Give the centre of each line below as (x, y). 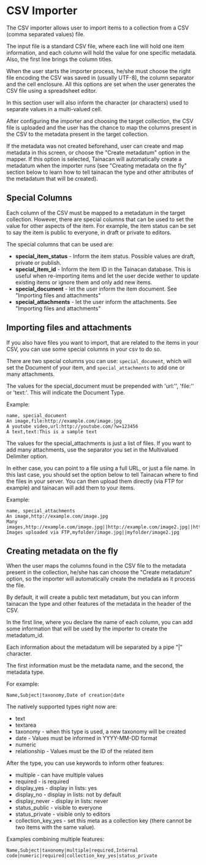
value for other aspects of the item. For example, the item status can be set (101, 225)
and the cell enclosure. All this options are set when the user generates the (101, 84)
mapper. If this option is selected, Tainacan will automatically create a (94, 159)
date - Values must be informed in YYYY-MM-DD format (86, 738)
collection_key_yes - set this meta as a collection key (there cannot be (103, 821)
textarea (26, 725)
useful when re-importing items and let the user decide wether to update (107, 276)
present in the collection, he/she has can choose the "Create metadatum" (99, 573)
